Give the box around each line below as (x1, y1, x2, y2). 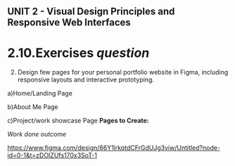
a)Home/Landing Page (7, 89, 72, 98)
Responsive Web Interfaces (7, 17, 132, 29)
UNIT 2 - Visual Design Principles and (7, 6, 175, 18)
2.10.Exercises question (7, 45, 150, 60)
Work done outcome (7, 130, 67, 139)
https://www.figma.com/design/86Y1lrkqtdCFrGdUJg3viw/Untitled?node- (7, 143, 220, 152)
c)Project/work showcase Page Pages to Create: (7, 116, 149, 125)
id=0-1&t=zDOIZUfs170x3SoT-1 (7, 151, 97, 160)
